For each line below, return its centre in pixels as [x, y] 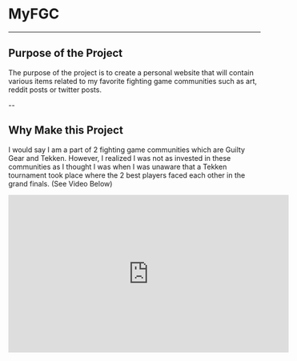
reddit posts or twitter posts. [55, 90]
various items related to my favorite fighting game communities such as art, [133, 81]
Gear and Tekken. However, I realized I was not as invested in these [120, 158]
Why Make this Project [66, 130]
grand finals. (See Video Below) [60, 183]
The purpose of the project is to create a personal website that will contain [131, 72]
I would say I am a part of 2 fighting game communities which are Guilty [127, 150]
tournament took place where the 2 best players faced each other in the [127, 175]
